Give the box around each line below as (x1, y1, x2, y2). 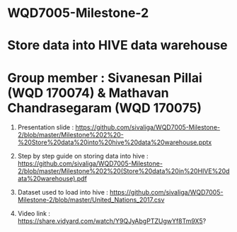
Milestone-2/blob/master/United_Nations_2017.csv (17, 196, 165, 204)
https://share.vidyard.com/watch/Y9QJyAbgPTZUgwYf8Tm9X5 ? (17, 217, 207, 226)
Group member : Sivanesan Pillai (7, 69, 203, 86)
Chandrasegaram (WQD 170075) (7, 100, 202, 116)
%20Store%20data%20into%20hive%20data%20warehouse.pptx (17, 138, 212, 146)
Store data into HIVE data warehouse (7, 37, 228, 54)
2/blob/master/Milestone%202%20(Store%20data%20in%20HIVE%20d (17, 167, 230, 175)
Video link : (17, 209, 51, 218)
